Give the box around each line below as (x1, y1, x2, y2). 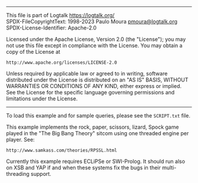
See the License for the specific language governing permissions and (6, 89, 175, 96)
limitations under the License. (6, 95, 78, 102)
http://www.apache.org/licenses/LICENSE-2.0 (6, 60, 117, 66)
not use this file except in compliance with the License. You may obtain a (6, 42, 183, 49)
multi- (161, 164, 177, 171)
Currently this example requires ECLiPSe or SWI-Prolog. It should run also (6, 158, 186, 165)
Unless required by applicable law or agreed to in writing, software (6, 70, 168, 77)
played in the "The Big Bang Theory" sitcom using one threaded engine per (6, 130, 189, 136)
